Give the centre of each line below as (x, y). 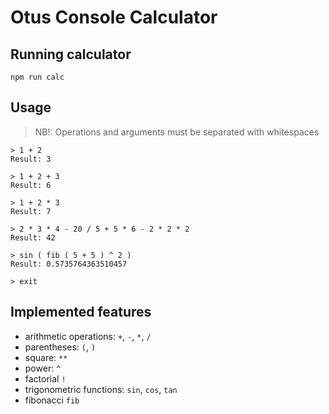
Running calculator (71, 54)
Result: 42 (33, 237)
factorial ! (45, 378)
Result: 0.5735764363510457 (69, 264)
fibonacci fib (52, 400)
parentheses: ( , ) (60, 347)
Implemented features (81, 312)
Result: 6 (31, 185)
